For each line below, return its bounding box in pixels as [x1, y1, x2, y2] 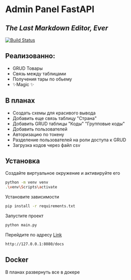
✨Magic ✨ [12, 81, 34, 87]
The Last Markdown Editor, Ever [5, 24, 108, 32]
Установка [5, 157, 40, 166]
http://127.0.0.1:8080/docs [5, 242, 64, 247]
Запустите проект [5, 213, 44, 219]
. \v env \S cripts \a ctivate [5, 185, 57, 190]
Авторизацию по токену [12, 131, 64, 137]
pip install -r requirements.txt [5, 204, 76, 209]
